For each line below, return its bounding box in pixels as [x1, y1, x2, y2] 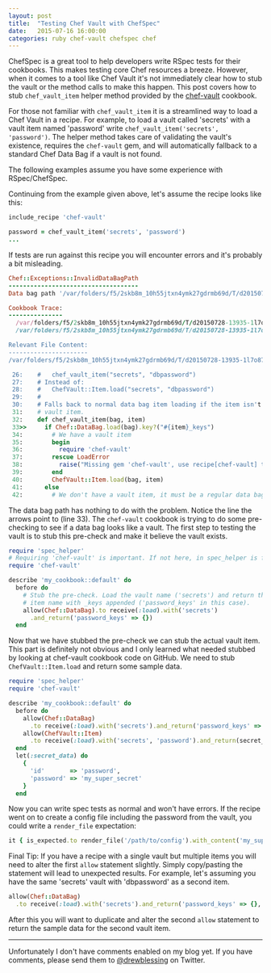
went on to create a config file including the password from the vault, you [8, 812, 252, 822]
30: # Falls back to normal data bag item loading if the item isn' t [11, 401, 262, 409]
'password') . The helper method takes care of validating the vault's [8, 132, 232, 142]
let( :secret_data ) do [15, 752, 89, 760]
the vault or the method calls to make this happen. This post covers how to [8, 82, 256, 92]
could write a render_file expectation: [8, 821, 137, 831]
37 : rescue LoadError [11, 453, 110, 461]
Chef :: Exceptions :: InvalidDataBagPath [8, 274, 139, 283]
